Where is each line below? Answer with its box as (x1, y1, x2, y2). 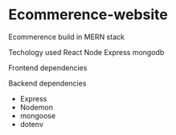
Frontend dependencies (8, 62, 88, 73)
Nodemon (19, 102, 54, 112)
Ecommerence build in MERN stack (8, 32, 125, 42)
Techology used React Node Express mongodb (8, 47, 165, 57)
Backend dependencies (8, 78, 87, 88)
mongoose (19, 110, 56, 121)
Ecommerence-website (8, 6, 169, 24)
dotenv (19, 119, 44, 129)
